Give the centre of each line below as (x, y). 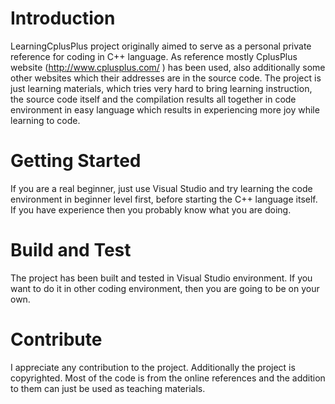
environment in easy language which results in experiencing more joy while (165, 109)
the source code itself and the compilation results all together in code (153, 99)
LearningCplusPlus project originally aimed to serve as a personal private (161, 46)
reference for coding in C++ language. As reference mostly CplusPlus (154, 56)
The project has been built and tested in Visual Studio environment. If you (161, 278)
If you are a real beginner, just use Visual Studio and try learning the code (161, 188)
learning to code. (45, 120)
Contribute (56, 339)
